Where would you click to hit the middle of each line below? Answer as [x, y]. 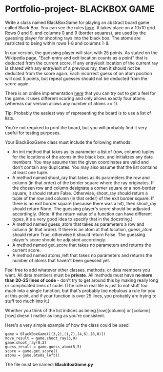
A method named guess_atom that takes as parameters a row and [78, 224]
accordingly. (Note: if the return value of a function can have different [82, 214]
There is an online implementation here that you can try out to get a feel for [81, 93]
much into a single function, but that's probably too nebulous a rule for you [80, 291]
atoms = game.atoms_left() [32, 355]
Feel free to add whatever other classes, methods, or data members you [78, 270]
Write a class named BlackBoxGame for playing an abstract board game [77, 22]
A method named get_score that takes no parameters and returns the [81, 245]
